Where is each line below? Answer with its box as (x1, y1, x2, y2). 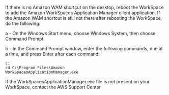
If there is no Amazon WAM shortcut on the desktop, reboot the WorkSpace (5, 5, 164, 10)
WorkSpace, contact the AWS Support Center (5, 84, 101, 90)
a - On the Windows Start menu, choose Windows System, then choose (5, 30, 156, 36)
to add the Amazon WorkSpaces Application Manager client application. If (5, 10, 160, 16)
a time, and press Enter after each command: (5, 51, 100, 57)
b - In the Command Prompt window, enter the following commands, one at (5, 46, 163, 51)
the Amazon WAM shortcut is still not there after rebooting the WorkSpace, (5, 15, 162, 21)
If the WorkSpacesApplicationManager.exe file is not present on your (5, 79, 150, 84)
